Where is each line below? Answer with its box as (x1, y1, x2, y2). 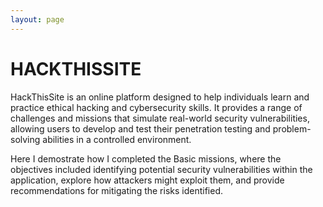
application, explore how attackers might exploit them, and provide (10, 174, 285, 186)
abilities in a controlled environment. (42, 133, 192, 145)
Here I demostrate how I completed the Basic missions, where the (10, 152, 282, 165)
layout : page (10, 14, 65, 25)
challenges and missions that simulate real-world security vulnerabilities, (10, 112, 310, 124)
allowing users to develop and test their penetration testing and (10, 122, 271, 135)
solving (10, 133, 41, 145)
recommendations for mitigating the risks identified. (10, 184, 224, 196)
